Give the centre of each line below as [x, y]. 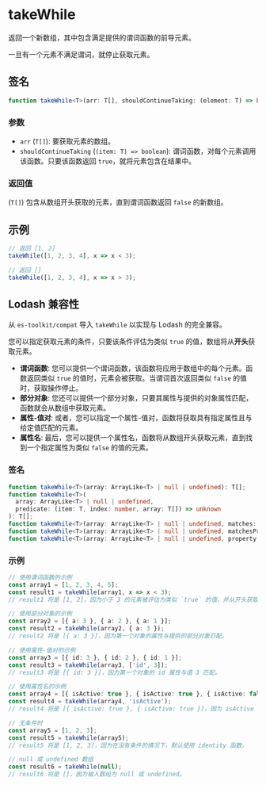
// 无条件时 [26, 723]
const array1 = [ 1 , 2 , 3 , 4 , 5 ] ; [63, 584]
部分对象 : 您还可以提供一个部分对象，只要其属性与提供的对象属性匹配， [136, 398]
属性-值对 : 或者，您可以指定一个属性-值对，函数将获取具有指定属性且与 [136, 418]
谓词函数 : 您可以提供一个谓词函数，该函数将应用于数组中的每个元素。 [133, 368]
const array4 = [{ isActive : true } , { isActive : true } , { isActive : [127, 694]
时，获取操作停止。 [51, 388]
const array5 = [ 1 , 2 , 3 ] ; [53, 730]
